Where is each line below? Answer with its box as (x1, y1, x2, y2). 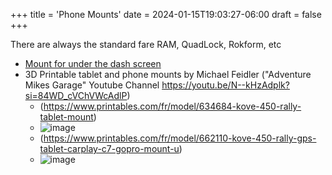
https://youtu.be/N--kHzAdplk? (161, 79, 290, 91)
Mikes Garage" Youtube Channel (24, 79, 160, 91)
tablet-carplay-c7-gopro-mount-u (39, 143, 180, 154)
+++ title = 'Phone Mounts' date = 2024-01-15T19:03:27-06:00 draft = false (10, 9, 322, 20)
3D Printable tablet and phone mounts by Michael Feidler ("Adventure (24, 69, 312, 80)
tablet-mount (39, 111, 94, 123)
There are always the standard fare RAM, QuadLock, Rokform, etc (10, 39, 282, 50)
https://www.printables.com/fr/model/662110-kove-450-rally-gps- (43, 132, 317, 144)
